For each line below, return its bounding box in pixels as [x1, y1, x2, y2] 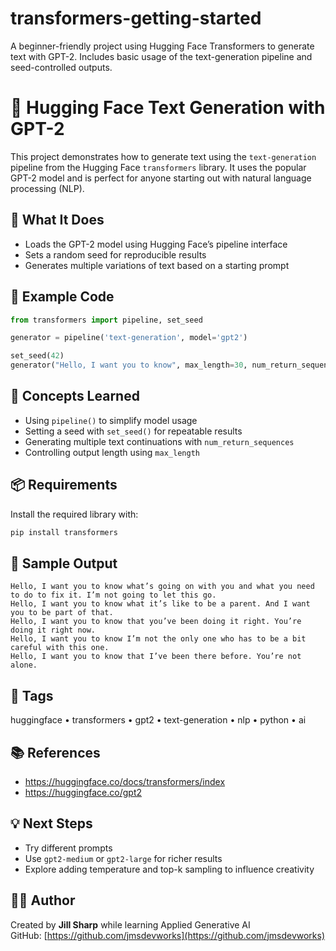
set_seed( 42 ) [10, 351, 65, 361]
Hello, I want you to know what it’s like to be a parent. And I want [10, 599, 311, 609]
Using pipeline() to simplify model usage [24, 414, 198, 426]
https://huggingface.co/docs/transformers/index [24, 775, 226, 787]
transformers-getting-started [10, 7, 262, 30]
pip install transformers [10, 527, 118, 537]
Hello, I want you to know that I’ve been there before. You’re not [10, 652, 302, 662]
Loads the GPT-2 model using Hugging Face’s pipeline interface [24, 238, 288, 250]
